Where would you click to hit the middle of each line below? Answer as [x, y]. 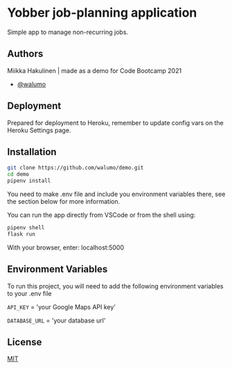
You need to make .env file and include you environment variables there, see [116, 194]
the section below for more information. [64, 202]
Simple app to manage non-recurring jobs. [68, 32]
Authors [25, 54]
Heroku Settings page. [39, 130]
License [25, 342]
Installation [32, 152]
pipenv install [29, 181]
